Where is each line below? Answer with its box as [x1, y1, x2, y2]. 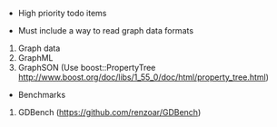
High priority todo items [17, 8, 107, 18]
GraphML [17, 53, 54, 63]
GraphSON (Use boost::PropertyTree [17, 63, 156, 73]
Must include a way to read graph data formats [17, 25, 193, 35]
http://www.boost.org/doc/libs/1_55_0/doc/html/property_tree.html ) [17, 72, 270, 83]
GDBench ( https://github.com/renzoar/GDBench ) [17, 107, 202, 117]
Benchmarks [17, 90, 66, 100]
